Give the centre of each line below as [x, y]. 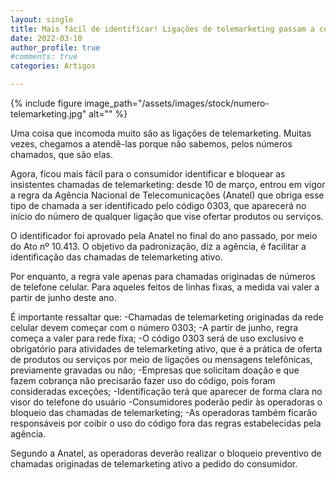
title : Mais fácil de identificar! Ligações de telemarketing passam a [162, 29]
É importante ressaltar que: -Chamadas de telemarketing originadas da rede [167, 317]
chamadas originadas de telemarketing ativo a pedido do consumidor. [154, 464]
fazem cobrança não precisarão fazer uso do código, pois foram [143, 380]
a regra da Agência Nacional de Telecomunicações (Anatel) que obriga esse [167, 195]
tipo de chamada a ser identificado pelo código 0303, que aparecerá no [158, 205]
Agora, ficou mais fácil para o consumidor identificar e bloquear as [148, 174]
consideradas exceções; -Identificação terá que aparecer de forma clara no [166, 391]
